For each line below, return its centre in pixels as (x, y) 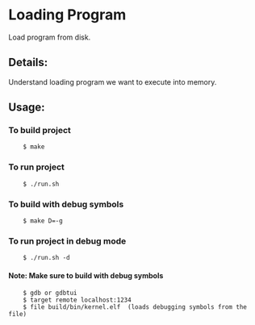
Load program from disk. (50, 37)
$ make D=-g (43, 221)
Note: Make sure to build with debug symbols (86, 275)
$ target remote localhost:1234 (77, 300)
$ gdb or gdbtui (50, 293)
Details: (28, 62)
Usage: (27, 108)
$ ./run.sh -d (46, 258)
